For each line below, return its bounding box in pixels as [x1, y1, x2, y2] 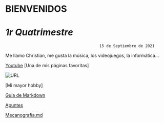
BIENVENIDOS [5, 3, 67, 15]
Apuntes [5, 102, 23, 108]
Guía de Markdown [5, 92, 46, 98]
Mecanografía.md [5, 112, 43, 118]
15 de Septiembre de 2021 [99, 44, 155, 49]
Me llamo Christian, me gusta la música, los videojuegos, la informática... [5, 52, 159, 59]
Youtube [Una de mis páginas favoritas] [5, 63, 89, 69]
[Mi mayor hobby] [5, 83, 43, 89]
